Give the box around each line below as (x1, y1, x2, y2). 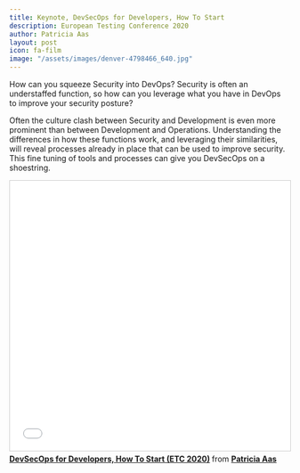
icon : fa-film (9, 46, 62, 55)
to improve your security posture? (9, 98, 134, 108)
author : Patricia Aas (9, 29, 90, 38)
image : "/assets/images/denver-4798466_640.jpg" (9, 54, 193, 63)
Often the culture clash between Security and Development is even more (9, 115, 276, 126)
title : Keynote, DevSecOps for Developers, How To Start (9, 12, 225, 22)
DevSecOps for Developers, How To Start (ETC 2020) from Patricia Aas (9, 453, 278, 464)
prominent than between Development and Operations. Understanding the (9, 125, 282, 135)
